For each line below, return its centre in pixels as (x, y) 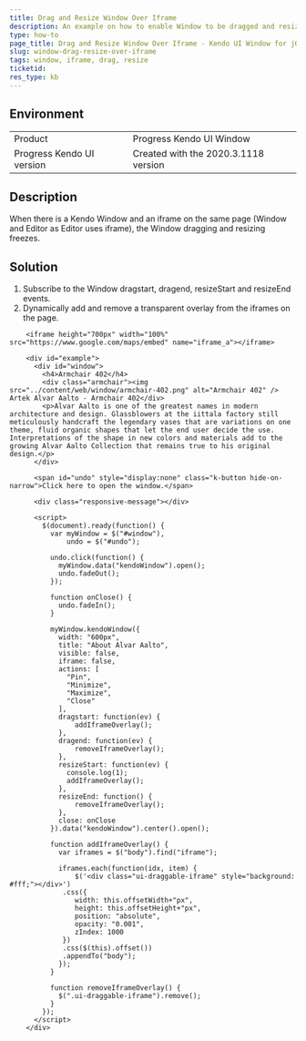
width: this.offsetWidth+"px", (134, 901)
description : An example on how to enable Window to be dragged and (142, 26)
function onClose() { (91, 597)
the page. (41, 318)
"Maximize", (89, 693)
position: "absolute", (117, 916)
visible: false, (89, 653)
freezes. (25, 239)
